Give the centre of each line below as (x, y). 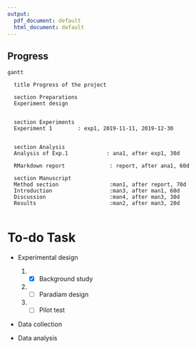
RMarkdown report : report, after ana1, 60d (102, 166)
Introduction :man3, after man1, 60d (97, 191)
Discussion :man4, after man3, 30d (97, 197)
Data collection (40, 324)
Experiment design (41, 104)
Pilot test (52, 310)
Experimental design (48, 258)
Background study (66, 279)
